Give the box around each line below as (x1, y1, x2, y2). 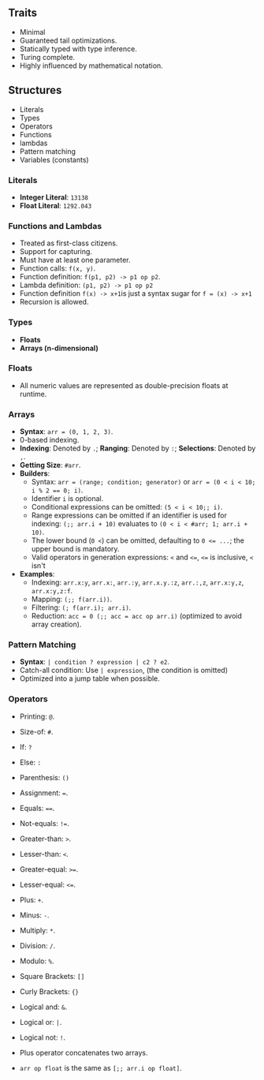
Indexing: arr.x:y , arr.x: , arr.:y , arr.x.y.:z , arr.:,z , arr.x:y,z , (31, 577, 244, 587)
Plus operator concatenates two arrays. (19, 1048, 148, 1057)
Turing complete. (19, 52, 76, 62)
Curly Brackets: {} (19, 986, 80, 996)
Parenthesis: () (19, 772, 69, 782)
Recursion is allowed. (19, 297, 89, 307)
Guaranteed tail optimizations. (19, 36, 117, 45)
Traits (8, 6, 38, 20)
